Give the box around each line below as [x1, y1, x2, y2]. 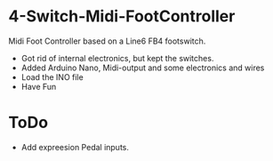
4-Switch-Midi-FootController [8, 6, 236, 27]
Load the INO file [20, 71, 84, 82]
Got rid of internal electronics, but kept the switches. [20, 52, 214, 63]
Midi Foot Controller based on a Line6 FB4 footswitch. [8, 36, 206, 46]
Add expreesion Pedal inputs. [20, 141, 130, 152]
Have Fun [20, 81, 57, 92]
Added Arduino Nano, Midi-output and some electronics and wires [20, 62, 265, 73]
